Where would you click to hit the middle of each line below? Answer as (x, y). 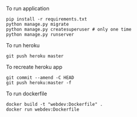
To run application (28, 8)
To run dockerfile (27, 94)
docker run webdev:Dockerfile (43, 109)
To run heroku (23, 45)
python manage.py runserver (40, 35)
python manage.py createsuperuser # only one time (69, 29)
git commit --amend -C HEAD (40, 78)
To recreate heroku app (34, 67)
